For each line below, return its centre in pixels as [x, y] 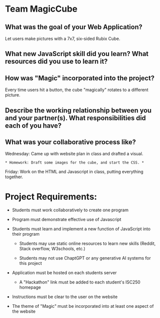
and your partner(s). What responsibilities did [76, 118]
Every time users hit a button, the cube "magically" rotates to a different [77, 90]
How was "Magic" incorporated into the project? [80, 78]
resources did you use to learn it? [56, 62]
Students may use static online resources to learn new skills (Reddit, [88, 243]
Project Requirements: [51, 196]
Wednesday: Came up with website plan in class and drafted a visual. [74, 154]
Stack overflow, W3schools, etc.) [52, 249]
